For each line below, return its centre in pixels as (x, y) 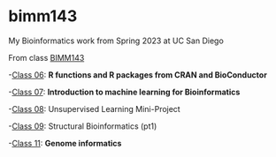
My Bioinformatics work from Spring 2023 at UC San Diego (116, 41)
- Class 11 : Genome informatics (65, 143)
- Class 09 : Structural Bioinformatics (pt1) (83, 126)
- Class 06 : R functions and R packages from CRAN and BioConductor (138, 75)
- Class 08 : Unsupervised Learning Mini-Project (94, 108)
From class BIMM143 (46, 57)
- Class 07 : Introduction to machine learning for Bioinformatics (124, 92)
